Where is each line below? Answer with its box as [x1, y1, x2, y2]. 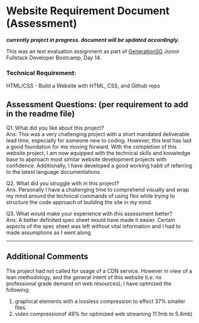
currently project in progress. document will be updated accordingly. [6, 36, 179, 43]
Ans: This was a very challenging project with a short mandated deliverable [6, 131, 190, 138]
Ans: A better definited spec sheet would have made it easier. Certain [6, 217, 176, 224]
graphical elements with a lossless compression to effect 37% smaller [14, 298, 185, 305]
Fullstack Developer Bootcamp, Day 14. [6, 54, 102, 61]
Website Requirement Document [6, 4, 170, 18]
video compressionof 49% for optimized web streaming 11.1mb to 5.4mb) [14, 310, 193, 317]
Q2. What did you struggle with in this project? [6, 180, 120, 187]
